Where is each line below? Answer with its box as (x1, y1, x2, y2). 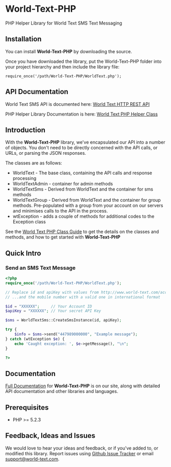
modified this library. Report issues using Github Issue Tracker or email (5, 450, 154, 456)
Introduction (5, 126, 46, 134)
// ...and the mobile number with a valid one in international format (5, 294, 160, 299)
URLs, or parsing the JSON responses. (5, 150, 87, 156)
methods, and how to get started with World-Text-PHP (5, 234, 121, 240)
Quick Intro (5, 249, 42, 258)
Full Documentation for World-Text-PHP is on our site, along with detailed (5, 383, 160, 389)
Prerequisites (5, 403, 49, 412)
